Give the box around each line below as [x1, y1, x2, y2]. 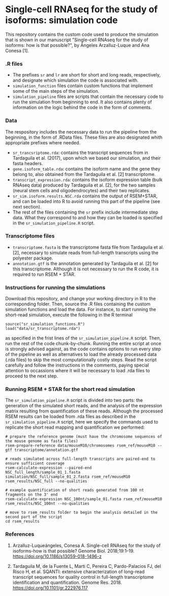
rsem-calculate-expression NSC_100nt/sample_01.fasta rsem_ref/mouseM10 [5, 497, 162, 502]
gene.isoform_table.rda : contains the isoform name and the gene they [12, 166, 161, 172]
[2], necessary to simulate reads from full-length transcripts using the [12, 249, 159, 255]
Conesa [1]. [5, 47, 29, 54]
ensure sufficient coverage [5, 461, 65, 466]
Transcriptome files [5, 232, 55, 240]
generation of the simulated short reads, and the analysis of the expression [5, 403, 162, 409]
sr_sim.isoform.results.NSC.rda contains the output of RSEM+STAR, [12, 193, 158, 199]
